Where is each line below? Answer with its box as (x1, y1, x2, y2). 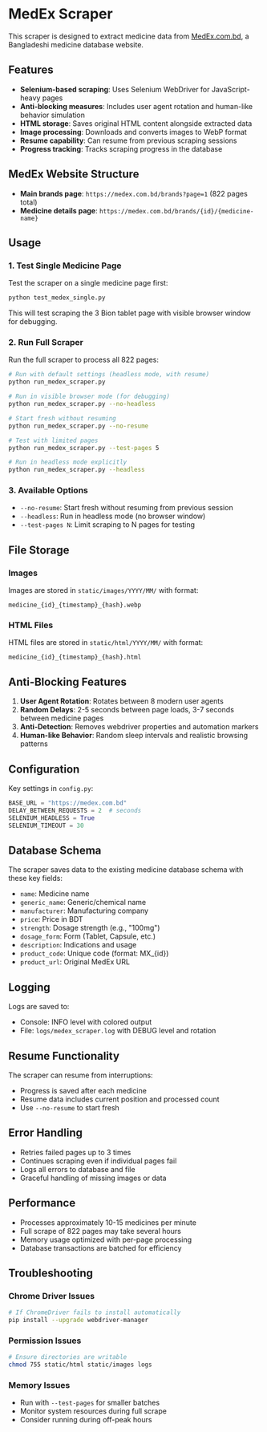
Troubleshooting (8, 1267, 94, 1280)
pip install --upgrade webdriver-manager (8, 1316, 149, 1324)
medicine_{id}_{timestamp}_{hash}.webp (8, 601, 142, 610)
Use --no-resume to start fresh (19, 1103, 120, 1113)
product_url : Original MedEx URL (19, 957, 131, 967)
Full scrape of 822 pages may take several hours (19, 1226, 182, 1235)
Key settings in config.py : (8, 784, 94, 793)
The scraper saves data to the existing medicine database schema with (8, 865, 244, 874)
